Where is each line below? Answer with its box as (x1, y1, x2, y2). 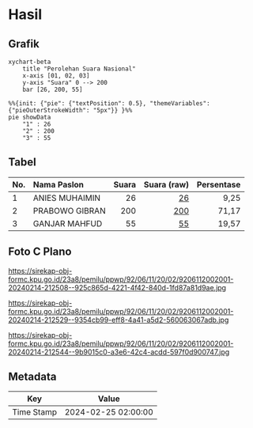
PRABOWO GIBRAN (32, 205, 106, 216)
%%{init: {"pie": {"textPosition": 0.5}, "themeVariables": (8, 100, 211, 108)
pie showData (8, 113, 51, 121)
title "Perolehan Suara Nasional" (22, 65, 136, 73)
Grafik (8, 37, 40, 51)
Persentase (196, 179, 241, 190)
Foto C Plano (8, 245, 72, 259)
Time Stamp (12, 407, 58, 418)
